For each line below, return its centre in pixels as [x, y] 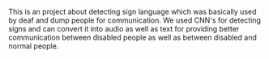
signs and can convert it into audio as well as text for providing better [124, 29]
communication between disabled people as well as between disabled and [132, 37]
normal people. [34, 46]
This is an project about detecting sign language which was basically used [132, 12]
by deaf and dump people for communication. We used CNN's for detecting [135, 20]
